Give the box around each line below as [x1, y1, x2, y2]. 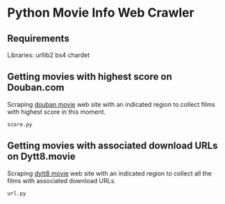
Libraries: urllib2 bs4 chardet [7, 51, 90, 59]
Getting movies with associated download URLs [7, 140, 218, 152]
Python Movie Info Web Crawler [7, 5, 194, 21]
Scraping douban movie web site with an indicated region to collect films [7, 100, 215, 108]
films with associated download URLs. [7, 176, 117, 185]
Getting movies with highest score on [7, 71, 172, 83]
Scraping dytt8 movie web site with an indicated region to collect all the [7, 169, 212, 178]
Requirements [7, 33, 69, 44]
